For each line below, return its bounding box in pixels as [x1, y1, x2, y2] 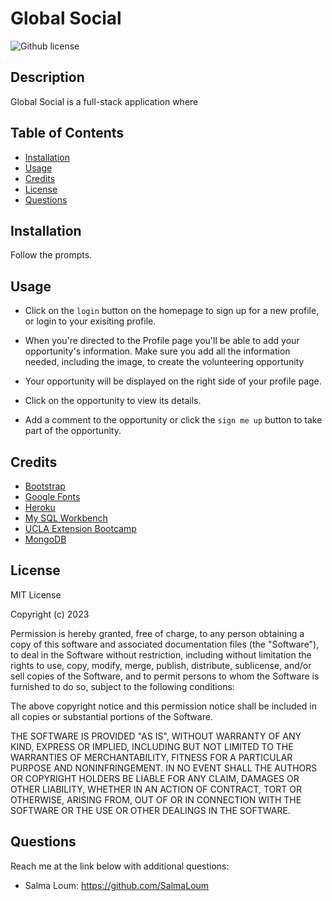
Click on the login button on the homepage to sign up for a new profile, [24, 305, 320, 317]
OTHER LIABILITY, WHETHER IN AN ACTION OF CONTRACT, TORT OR [10, 783, 302, 795]
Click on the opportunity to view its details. [24, 395, 202, 407]
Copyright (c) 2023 [10, 608, 90, 620]
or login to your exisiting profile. [24, 315, 157, 327]
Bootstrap [24, 480, 66, 492]
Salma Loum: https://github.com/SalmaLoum [24, 879, 210, 891]
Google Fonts [24, 491, 81, 502]
